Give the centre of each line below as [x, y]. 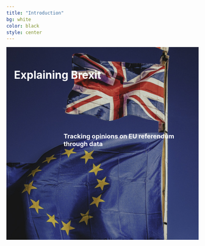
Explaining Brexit [58, 75]
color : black [23, 26]
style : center [24, 32]
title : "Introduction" [35, 13]
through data [83, 144]
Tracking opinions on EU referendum [119, 136]
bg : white [19, 19]
